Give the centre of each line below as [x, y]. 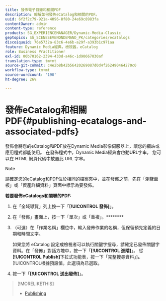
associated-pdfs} [42, 132]
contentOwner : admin [27, 24]
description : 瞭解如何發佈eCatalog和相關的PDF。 [52, 14]
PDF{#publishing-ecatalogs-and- [76, 121]
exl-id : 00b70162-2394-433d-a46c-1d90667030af [54, 56]
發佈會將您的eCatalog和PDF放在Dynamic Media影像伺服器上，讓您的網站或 [83, 146]
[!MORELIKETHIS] [36, 284]
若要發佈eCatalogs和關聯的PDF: [39, 196]
